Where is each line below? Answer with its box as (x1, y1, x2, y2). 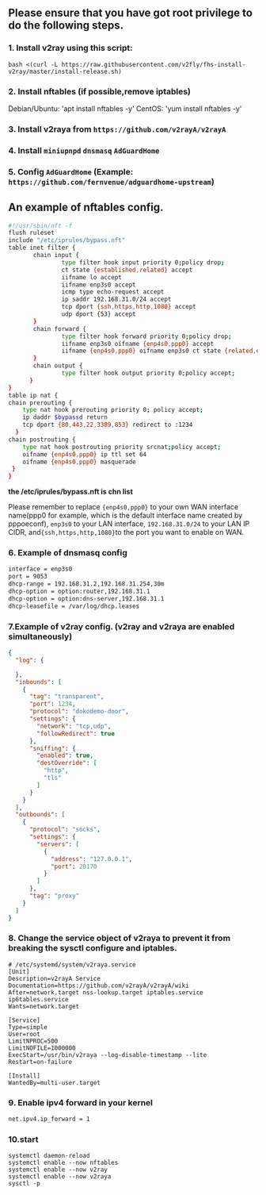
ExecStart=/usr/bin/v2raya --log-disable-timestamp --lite (8, 1051, 207, 1059)
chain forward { (32, 325, 87, 332)
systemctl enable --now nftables (8, 1158, 119, 1167)
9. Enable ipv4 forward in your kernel (8, 1097, 153, 1108)
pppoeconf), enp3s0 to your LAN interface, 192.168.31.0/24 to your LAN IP (8, 519, 250, 528)
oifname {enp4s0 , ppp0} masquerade (22, 458, 136, 466)
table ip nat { (8, 391, 59, 399)
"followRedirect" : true (36, 729, 115, 737)
